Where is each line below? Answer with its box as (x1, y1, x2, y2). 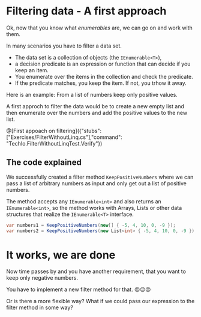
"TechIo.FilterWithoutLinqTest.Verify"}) (6, 140, 103, 147)
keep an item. (14, 66, 49, 73)
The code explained (6, 158, 82, 168)
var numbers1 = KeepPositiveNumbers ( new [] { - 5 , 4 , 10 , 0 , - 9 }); (6, 222, 176, 228)
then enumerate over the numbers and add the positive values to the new (6, 109, 188, 116)
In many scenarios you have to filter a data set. (6, 42, 122, 49)
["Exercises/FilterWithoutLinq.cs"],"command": (6, 134, 122, 141)
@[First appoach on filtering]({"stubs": (6, 127, 102, 134)
